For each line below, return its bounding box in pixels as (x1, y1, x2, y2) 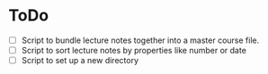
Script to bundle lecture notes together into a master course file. (21, 35, 260, 45)
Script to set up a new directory (21, 55, 139, 66)
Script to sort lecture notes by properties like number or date (21, 45, 246, 55)
